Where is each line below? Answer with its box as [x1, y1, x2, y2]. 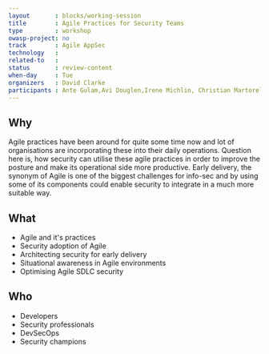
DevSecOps [19, 328, 60, 337]
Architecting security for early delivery [19, 250, 147, 259]
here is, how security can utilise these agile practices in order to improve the [8, 154, 261, 164]
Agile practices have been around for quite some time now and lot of [8, 137, 235, 147]
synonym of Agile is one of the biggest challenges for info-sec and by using [8, 171, 259, 181]
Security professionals [19, 320, 94, 329]
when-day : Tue [8, 71, 74, 79]
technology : [8, 49, 59, 57]
